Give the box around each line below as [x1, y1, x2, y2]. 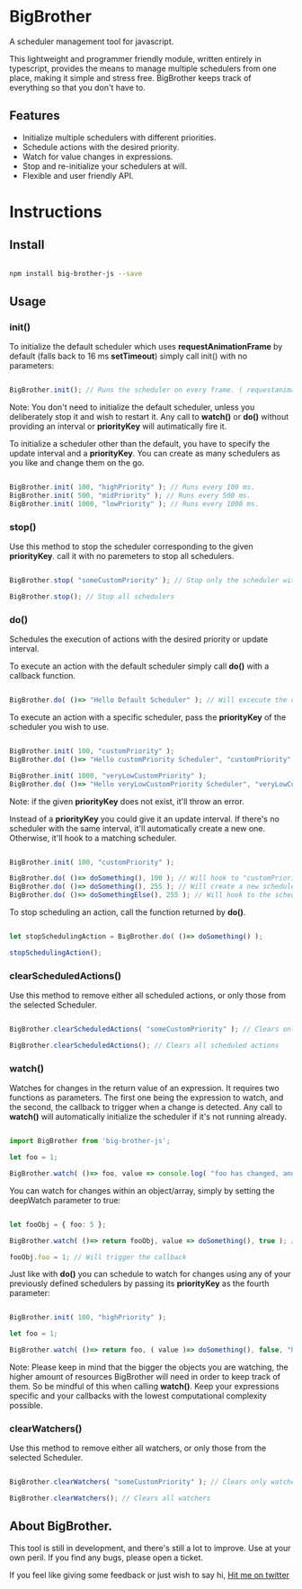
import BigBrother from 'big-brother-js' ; [9, 1137, 171, 1146]
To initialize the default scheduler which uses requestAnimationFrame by [9, 342, 283, 352]
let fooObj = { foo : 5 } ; [9, 1220, 106, 1229]
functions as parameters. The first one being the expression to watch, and [9, 1092, 284, 1103]
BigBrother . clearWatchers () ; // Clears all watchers [9, 1494, 211, 1503]
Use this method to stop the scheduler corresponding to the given [9, 541, 253, 552]
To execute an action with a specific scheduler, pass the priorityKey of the [9, 712, 287, 723]
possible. [9, 1400, 43, 1410]
